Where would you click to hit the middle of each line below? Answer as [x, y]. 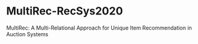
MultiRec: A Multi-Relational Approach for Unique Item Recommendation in [99, 28]
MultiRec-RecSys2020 [65, 11]
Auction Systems [27, 34]
